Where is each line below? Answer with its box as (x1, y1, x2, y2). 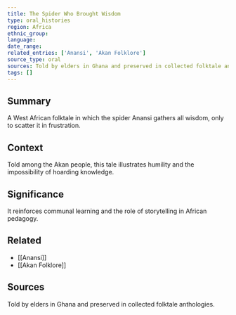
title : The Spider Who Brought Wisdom (7, 10, 121, 18)
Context (7, 141, 44, 153)
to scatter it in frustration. (7, 121, 81, 130)
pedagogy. (7, 214, 39, 222)
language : (7, 37, 37, 44)
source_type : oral (7, 56, 61, 63)
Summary (7, 95, 51, 107)
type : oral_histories (7, 17, 71, 24)
